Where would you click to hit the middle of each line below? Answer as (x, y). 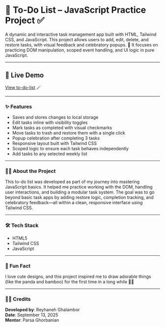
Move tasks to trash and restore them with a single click (69, 133)
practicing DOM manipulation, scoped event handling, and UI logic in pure (80, 50)
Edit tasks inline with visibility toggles (50, 123)
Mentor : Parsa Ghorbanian (32, 320)
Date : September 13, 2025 (32, 315)
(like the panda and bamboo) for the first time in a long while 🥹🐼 (69, 281)
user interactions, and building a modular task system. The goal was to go (80, 192)
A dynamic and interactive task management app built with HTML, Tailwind (81, 34)
